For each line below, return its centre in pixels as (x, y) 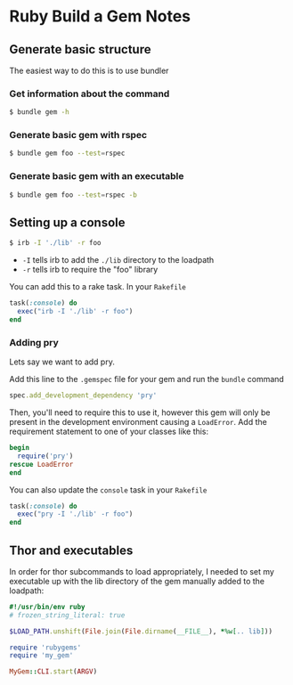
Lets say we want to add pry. (62, 362)
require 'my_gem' (41, 656)
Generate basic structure (80, 49)
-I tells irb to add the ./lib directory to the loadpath (118, 260)
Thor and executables (71, 550)
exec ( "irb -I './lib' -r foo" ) (75, 312)
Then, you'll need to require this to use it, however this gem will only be (140, 412)
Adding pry (34, 342)
